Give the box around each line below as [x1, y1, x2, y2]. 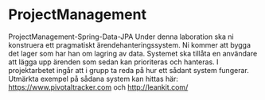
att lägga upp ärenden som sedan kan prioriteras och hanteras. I [8, 57, 219, 67]
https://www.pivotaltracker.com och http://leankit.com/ [8, 82, 189, 92]
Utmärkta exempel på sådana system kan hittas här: [8, 74, 179, 83]
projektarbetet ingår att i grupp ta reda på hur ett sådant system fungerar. [8, 65, 249, 75]
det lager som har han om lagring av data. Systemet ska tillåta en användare [8, 48, 258, 58]
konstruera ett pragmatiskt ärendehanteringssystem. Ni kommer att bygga [8, 40, 251, 49]
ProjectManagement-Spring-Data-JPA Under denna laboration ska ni [8, 32, 234, 41]
